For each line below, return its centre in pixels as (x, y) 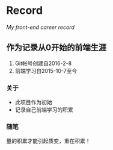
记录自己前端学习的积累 (44, 110)
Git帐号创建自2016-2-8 (43, 63)
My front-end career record (41, 27)
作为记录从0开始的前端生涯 (56, 48)
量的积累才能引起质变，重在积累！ (48, 141)
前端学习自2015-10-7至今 (46, 70)
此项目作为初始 (33, 102)
